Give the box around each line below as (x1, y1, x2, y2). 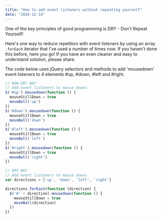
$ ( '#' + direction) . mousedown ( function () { (9, 191, 103, 196)
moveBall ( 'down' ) (9, 118, 45, 123)
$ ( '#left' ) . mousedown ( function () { (5, 127, 81, 132)
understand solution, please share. (5, 56, 76, 62)
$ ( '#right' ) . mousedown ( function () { (5, 145, 83, 150)
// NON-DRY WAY (5, 80, 37, 86)
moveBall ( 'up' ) (9, 99, 41, 104)
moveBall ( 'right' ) (9, 154, 48, 159)
